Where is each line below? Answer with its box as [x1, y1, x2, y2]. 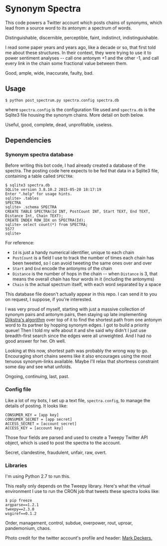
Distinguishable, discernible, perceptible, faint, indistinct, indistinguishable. [5, 35, 159, 41]
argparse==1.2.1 [5, 502, 39, 507]
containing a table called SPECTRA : [5, 173, 74, 179]
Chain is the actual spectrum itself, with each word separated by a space [12, 282, 162, 288]
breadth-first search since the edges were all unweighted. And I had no [5, 333, 152, 339]
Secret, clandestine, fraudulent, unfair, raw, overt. [5, 449, 107, 455]
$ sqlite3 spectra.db [5, 183, 50, 188]
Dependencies [5, 136, 51, 145]
